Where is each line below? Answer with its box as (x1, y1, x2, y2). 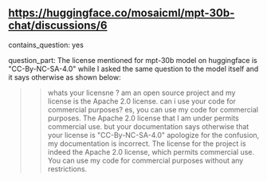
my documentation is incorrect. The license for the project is (47, 139, 246, 148)
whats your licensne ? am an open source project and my (47, 88, 236, 97)
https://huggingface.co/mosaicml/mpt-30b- (8, 6, 235, 20)
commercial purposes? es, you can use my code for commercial (47, 104, 259, 114)
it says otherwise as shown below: (8, 72, 121, 82)
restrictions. (47, 163, 88, 174)
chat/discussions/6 (8, 19, 108, 33)
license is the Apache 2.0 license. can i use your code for (47, 96, 237, 106)
